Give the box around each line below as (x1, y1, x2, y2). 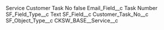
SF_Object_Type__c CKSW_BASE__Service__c (5, 17, 119, 24)
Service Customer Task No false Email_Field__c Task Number (5, 5, 158, 11)
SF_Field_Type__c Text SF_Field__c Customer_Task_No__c (5, 11, 149, 18)
